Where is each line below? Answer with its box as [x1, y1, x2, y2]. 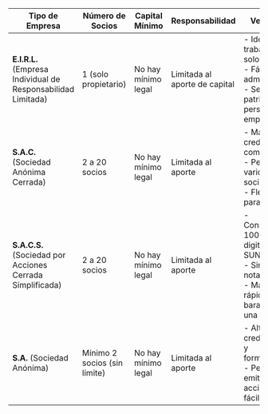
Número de [82, 10, 126, 21]
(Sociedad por [12, 249, 66, 261]
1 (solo [82, 69, 109, 79]
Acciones [12, 260, 48, 270]
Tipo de [28, 10, 58, 21]
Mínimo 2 [82, 348, 118, 358]
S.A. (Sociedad [12, 352, 69, 363]
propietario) [82, 79, 127, 90]
